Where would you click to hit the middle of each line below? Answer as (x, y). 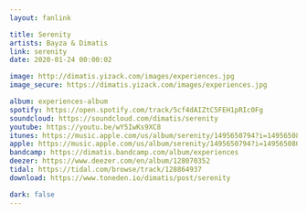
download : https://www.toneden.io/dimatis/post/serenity (120, 178)
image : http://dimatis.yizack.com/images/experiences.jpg (122, 77)
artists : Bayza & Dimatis (58, 43)
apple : (22, 144)
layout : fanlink (40, 18)
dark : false (32, 194)
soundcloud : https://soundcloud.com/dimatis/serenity (114, 118)
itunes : (24, 135)
